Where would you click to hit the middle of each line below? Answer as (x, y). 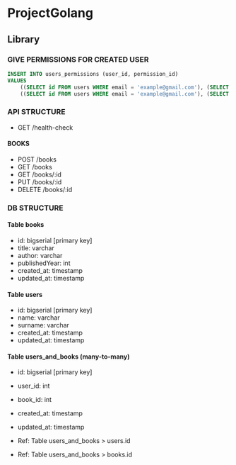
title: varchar (36, 248)
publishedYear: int (44, 263)
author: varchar (40, 256)
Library (24, 39)
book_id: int (34, 400)
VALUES (17, 80)
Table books (26, 225)
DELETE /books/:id (45, 189)
